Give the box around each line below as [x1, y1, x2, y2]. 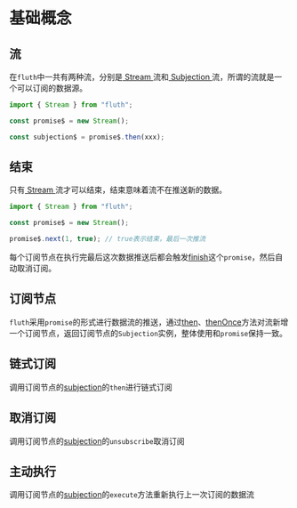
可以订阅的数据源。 [16, 83, 87, 93]
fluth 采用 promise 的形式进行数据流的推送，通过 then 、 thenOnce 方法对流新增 [9, 317, 289, 327]
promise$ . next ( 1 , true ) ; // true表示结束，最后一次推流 [9, 235, 206, 244]
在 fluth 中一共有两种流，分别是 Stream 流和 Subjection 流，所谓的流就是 [9, 72, 275, 82]
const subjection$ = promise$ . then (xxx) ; [9, 133, 165, 141]
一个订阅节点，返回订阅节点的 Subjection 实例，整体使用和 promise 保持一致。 [9, 327, 287, 338]
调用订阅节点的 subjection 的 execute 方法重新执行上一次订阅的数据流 [9, 489, 255, 500]
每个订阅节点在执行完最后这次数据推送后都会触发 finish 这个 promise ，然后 [9, 252, 276, 262]
